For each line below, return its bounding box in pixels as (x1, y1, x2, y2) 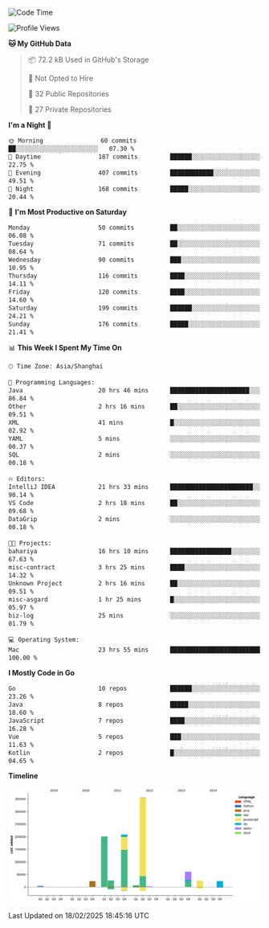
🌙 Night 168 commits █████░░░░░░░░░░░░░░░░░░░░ (8, 185, 261, 193)
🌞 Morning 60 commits (8, 137, 137, 145)
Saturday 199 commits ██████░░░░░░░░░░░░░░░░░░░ (8, 304, 261, 312)
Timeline (8, 771, 39, 780)
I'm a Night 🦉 (8, 121, 52, 129)
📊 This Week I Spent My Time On (8, 343, 122, 352)
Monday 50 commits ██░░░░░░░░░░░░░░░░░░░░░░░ (8, 224, 261, 232)
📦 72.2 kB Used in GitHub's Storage (27, 55, 149, 64)
